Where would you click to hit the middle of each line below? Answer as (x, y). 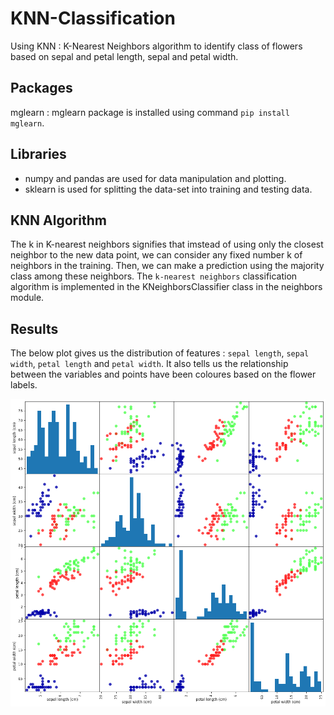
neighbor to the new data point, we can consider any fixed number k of (156, 255)
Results (34, 328)
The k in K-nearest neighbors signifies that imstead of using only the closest (167, 244)
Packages (41, 88)
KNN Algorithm (58, 220)
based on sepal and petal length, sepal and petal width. (124, 56)
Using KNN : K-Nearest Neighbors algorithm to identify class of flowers (156, 46)
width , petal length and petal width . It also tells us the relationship (149, 364)
